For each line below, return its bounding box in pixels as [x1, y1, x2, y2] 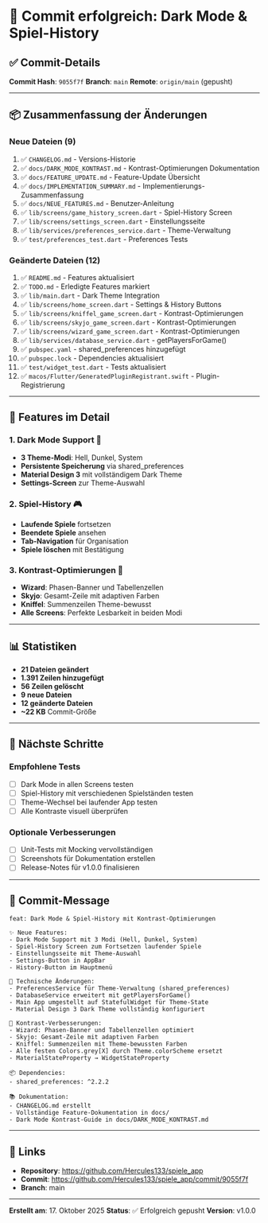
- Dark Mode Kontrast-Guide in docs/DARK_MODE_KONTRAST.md [9, 1116, 209, 1124]
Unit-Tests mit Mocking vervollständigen [20, 845, 153, 855]
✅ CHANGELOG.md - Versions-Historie [20, 154, 136, 164]
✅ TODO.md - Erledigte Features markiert [20, 282, 150, 291]
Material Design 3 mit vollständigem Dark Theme [20, 469, 183, 479]
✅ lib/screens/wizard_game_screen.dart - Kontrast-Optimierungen [20, 326, 240, 336]
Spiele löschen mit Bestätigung [20, 544, 124, 554]
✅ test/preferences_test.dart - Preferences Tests [20, 234, 188, 243]
